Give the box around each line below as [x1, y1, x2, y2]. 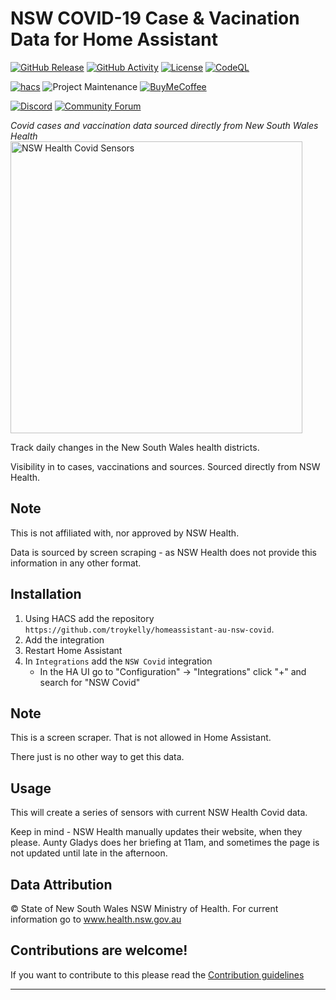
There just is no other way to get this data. [10, 751, 185, 763]
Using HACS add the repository [24, 612, 155, 624]
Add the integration [24, 633, 105, 646]
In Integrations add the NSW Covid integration [24, 655, 213, 667]
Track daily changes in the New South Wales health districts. [10, 441, 260, 453]
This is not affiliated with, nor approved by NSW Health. [10, 527, 240, 539]
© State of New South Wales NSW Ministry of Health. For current [10, 903, 279, 914]
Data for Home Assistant [10, 28, 219, 51]
